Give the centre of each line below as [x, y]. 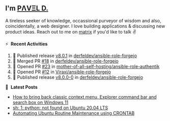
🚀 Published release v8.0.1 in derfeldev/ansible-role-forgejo [75, 55]
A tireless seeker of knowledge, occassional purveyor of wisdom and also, [83, 20]
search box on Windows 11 [40, 102]
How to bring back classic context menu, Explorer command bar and [84, 97]
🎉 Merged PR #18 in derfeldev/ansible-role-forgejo [65, 61]
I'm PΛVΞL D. [27, 8]
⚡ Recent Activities [26, 44]
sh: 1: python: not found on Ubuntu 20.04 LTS [60, 108]
